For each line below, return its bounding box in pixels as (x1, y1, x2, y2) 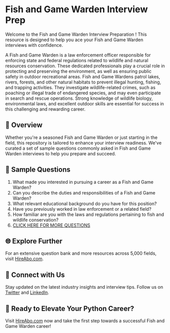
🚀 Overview (5, 121, 43, 129)
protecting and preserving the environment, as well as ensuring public (5, 68, 152, 74)
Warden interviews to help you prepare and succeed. (5, 150, 116, 156)
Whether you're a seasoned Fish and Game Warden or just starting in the (5, 134, 158, 141)
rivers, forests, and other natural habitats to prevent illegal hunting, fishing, (5, 79, 161, 85)
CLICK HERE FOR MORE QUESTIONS (12, 222, 90, 228)
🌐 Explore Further (5, 237, 62, 245)
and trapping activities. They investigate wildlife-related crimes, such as (5, 84, 156, 90)
